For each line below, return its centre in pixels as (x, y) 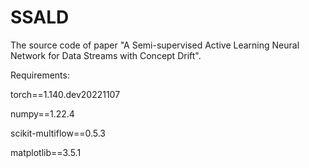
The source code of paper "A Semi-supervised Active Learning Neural (155, 45)
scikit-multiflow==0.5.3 (58, 133)
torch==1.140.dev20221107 (65, 94)
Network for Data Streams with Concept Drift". (106, 55)
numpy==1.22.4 (42, 113)
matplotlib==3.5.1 (46, 152)
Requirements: (40, 75)
